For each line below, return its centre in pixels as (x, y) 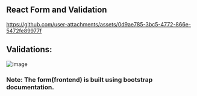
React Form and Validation (57, 10)
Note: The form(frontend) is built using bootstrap (80, 79)
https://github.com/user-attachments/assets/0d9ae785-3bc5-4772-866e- (99, 24)
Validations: (29, 49)
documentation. (30, 87)
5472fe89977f (24, 31)
